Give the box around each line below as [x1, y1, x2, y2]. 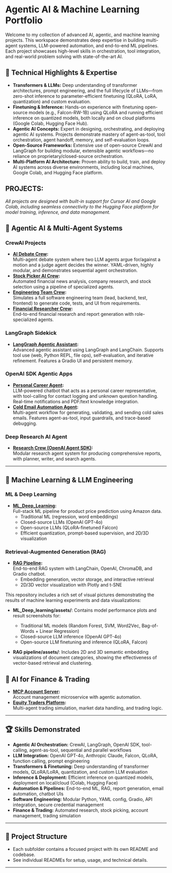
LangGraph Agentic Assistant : [12, 341, 79, 347]
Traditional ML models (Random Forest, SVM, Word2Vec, [20, 622, 141, 629]
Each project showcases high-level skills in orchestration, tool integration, [5, 48, 161, 54]
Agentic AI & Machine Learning [5, 4, 140, 15]
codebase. [12, 851, 36, 858]
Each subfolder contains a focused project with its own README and [12, 846, 158, 852]
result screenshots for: [12, 613, 61, 619]
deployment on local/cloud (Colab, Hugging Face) [12, 779, 118, 786]
